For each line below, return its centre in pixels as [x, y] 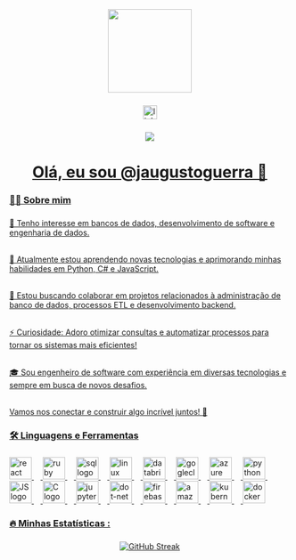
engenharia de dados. [49, 232]
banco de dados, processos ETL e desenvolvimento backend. [123, 304]
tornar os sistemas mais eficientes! [74, 345]
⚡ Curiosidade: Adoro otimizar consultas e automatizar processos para [139, 332]
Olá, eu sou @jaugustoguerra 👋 [150, 172]
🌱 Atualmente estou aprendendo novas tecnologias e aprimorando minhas [145, 259]
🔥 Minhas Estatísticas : [60, 523]
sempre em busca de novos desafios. [78, 385]
